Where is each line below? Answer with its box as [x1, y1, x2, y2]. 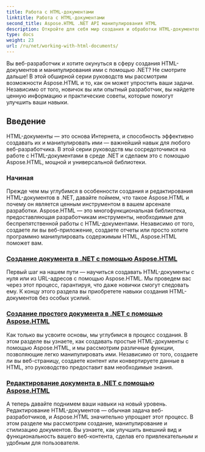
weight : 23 [6, 37, 34, 43]
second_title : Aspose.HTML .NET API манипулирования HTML [6, 20, 157, 26]
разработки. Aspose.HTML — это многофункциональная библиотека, [6, 207, 187, 214]
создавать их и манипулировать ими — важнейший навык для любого [6, 138, 191, 146]
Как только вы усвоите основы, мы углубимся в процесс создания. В [6, 331, 188, 339]
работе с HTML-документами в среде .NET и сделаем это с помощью [6, 152, 190, 159]
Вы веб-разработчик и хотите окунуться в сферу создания [6, 59, 160, 67]
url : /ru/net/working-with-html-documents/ [6, 43, 119, 49]
